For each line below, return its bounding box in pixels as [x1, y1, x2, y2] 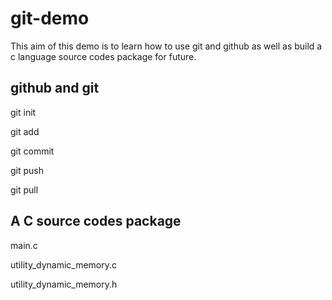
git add [10, 125, 40, 137]
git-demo [10, 7, 90, 30]
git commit [10, 145, 55, 157]
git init [10, 106, 37, 118]
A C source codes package [10, 213, 182, 230]
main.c [10, 239, 38, 251]
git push [10, 164, 45, 176]
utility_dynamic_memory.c [10, 258, 118, 271]
